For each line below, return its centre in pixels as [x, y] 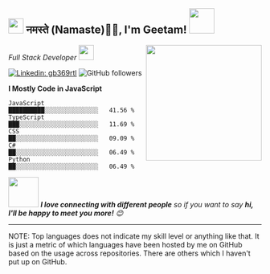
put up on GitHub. [38, 261]
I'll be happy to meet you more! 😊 [66, 213]
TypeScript [27, 117]
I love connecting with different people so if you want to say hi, [147, 204]
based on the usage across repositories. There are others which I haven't [129, 253]
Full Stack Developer [43, 57]
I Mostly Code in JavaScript [55, 88]
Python [19, 159]
